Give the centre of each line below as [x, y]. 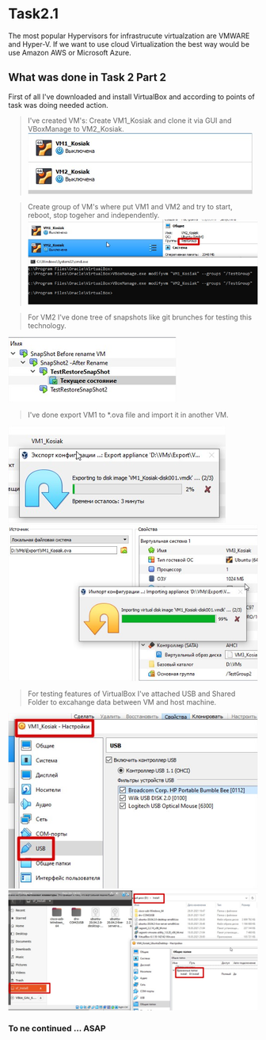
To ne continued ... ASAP [57, 1028]
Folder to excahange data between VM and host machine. [122, 702]
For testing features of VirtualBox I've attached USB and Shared [131, 694]
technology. [47, 326]
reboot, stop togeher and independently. [93, 215]
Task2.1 [34, 14]
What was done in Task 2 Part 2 [87, 77]
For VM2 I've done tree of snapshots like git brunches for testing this [139, 317]
